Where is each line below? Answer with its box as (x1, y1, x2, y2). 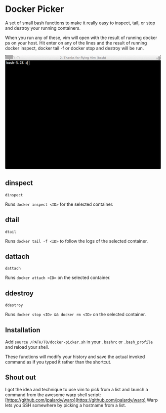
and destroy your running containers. (5, 25, 81, 31)
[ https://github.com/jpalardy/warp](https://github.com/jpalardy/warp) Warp (5, 397, 158, 403)
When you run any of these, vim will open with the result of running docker (5, 35, 157, 41)
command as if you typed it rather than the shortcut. (5, 359, 112, 365)
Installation (5, 325, 41, 334)
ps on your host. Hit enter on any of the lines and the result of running (5, 40, 147, 46)
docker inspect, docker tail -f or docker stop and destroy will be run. (5, 45, 144, 51)
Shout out (5, 373, 36, 382)
